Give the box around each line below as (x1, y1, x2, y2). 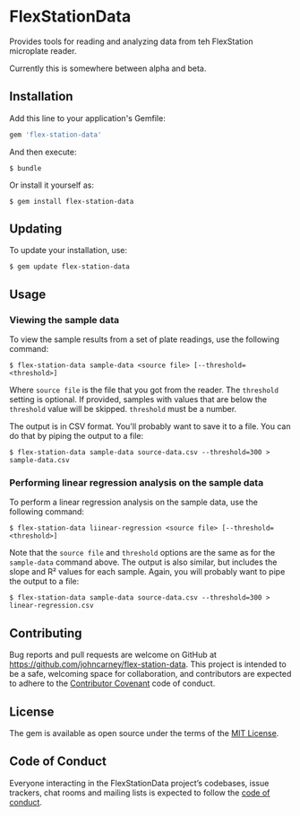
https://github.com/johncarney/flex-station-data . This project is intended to (9, 659, 287, 670)
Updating (9, 222, 63, 237)
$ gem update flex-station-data (9, 262, 130, 271)
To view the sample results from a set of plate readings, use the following (9, 334, 280, 345)
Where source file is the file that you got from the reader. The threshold (9, 384, 279, 396)
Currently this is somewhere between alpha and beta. (9, 63, 207, 74)
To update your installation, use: (9, 245, 128, 256)
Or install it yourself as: (9, 180, 94, 190)
